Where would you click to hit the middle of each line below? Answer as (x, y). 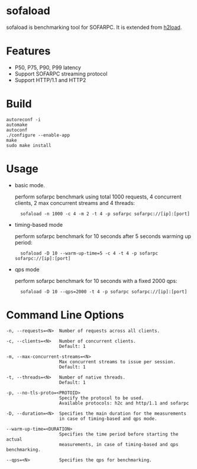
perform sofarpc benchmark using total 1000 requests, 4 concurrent (98, 197)
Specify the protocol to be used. (101, 398)
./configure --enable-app (38, 135)
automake (17, 125)
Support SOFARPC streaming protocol (61, 74)
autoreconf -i (24, 119)
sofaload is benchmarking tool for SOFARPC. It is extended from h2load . (94, 27)
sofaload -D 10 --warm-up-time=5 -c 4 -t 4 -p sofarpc (89, 253)
